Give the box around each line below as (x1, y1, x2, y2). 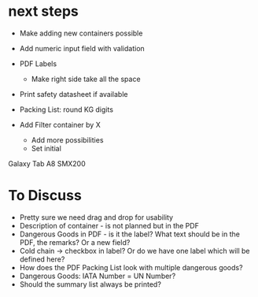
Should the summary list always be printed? (19, 279, 161, 289)
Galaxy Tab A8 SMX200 (8, 158, 87, 168)
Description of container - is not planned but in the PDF (19, 221, 199, 230)
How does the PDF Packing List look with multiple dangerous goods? (19, 262, 243, 272)
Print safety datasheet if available (19, 89, 128, 98)
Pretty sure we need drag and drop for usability (19, 212, 174, 222)
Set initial (31, 143, 61, 153)
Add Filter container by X (19, 120, 101, 129)
